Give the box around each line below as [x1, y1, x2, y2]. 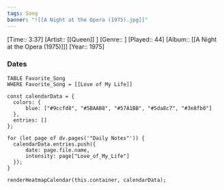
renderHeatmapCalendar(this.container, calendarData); [7, 176, 167, 183]
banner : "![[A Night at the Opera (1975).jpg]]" [7, 16, 148, 23]
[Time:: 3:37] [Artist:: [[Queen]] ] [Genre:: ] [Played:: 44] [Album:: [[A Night [7, 35, 217, 43]
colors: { [13, 98, 41, 106]
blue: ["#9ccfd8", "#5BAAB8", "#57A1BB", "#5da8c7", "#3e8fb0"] [25, 105, 212, 111]
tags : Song [7, 10, 38, 17]
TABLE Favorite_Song [7, 74, 66, 82]
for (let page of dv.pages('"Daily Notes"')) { [7, 135, 145, 141]
